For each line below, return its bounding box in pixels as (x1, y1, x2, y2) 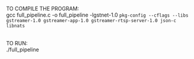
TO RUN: (6, 40, 28, 46)
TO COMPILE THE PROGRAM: (6, 5, 79, 12)
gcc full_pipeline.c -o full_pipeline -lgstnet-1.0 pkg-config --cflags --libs (6, 11, 189, 18)
